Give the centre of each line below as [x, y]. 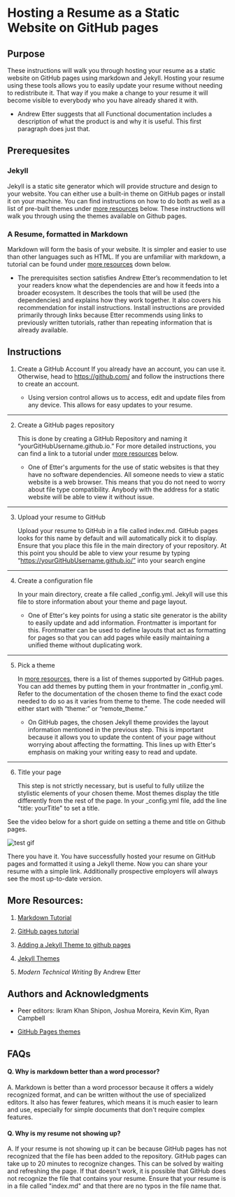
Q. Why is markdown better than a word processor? [84, 1071]
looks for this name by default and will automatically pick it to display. [117, 538]
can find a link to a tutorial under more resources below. [98, 453]
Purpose [26, 54]
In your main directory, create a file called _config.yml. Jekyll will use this [122, 594]
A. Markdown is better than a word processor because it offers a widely [111, 1088]
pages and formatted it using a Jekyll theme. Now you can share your [107, 863]
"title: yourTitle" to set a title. [58, 808]
